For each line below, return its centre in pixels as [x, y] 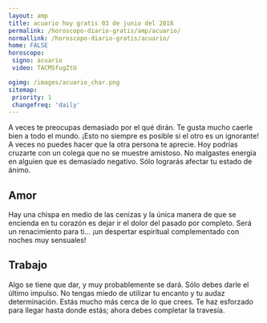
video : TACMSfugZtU [44, 68]
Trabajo [28, 265]
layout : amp [28, 16]
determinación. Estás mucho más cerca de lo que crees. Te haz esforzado [131, 301]
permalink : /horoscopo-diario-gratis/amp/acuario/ [95, 30]
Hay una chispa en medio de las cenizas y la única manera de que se [122, 215]
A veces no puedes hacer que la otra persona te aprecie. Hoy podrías [123, 144]
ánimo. [20, 170]
